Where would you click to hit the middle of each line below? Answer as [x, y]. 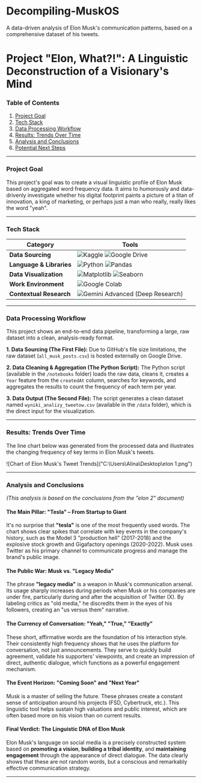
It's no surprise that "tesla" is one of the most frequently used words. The [98, 525]
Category [40, 245]
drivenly [16, 195]
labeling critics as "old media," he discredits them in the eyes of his [89, 604]
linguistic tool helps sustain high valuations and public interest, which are [97, 709]
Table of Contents [33, 103]
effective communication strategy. [49, 768]
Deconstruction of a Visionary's [88, 71]
